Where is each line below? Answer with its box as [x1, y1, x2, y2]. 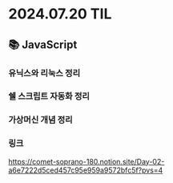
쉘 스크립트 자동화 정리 [8, 91, 91, 102]
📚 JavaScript [8, 38, 78, 51]
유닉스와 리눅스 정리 [8, 67, 81, 79]
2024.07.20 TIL [8, 5, 112, 23]
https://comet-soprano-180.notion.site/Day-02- [8, 157, 165, 166]
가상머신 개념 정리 [8, 114, 74, 125]
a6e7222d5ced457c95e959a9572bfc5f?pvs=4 [8, 165, 163, 175]
